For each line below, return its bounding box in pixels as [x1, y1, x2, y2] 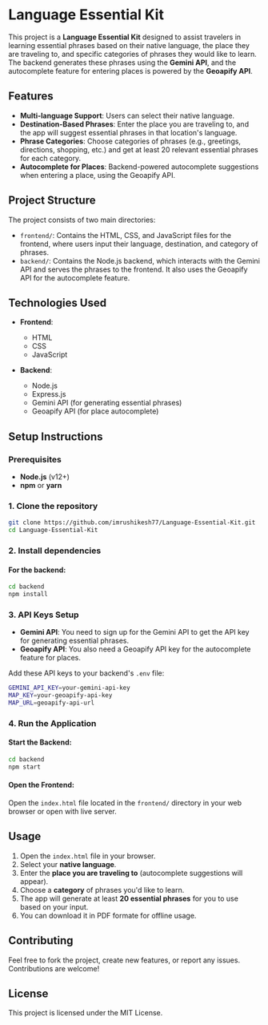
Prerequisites [8, 454, 62, 465]
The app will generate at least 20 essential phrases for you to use [19, 894, 238, 903]
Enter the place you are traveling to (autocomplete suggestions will [19, 868, 243, 878]
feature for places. [19, 653, 82, 663]
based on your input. [19, 902, 89, 911]
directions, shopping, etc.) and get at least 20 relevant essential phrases [19, 144, 258, 154]
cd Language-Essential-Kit [8, 527, 98, 535]
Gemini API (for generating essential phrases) [31, 398, 182, 408]
